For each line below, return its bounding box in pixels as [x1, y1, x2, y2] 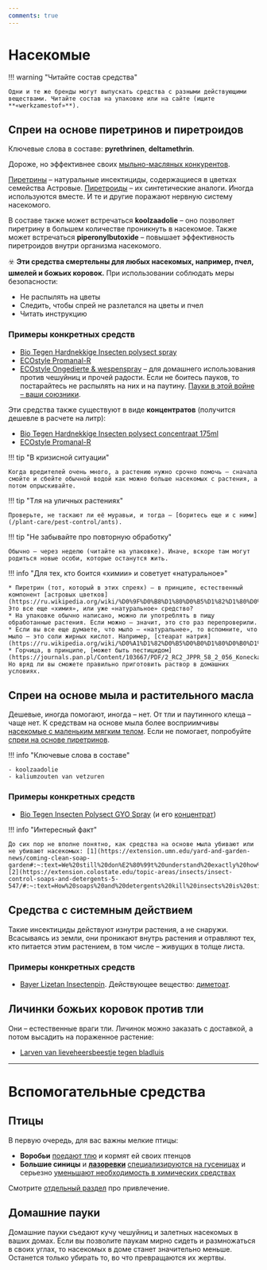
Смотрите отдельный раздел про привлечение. [8, 1183, 170, 1193]
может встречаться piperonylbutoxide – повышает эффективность [8, 232, 235, 243]
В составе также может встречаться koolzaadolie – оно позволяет [8, 216, 235, 225]
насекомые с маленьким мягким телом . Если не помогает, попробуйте [8, 727, 252, 736]
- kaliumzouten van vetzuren [8, 773, 105, 781]
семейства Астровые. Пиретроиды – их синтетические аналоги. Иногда [8, 184, 254, 193]
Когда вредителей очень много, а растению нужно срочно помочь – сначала [8, 468, 258, 476]
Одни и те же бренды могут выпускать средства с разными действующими [8, 87, 247, 95]
